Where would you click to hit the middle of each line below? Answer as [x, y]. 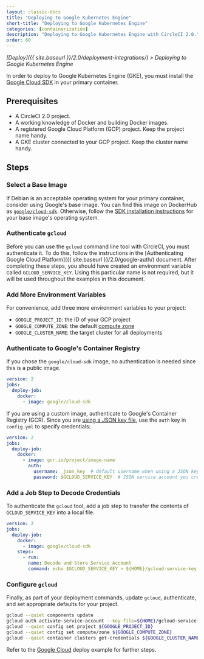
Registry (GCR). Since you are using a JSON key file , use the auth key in [96, 420]
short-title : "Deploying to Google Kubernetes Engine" [77, 23]
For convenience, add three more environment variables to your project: [96, 308]
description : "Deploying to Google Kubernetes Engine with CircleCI [95, 35]
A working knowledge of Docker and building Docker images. [92, 122]
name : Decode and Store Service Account [80, 563]
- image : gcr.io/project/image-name [69, 460]
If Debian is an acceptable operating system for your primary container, [96, 198]
